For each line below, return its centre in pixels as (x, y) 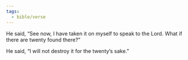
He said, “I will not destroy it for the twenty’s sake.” (68, 51)
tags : (13, 11)
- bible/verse (28, 17)
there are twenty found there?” (43, 40)
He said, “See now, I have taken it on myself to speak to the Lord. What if (94, 33)
